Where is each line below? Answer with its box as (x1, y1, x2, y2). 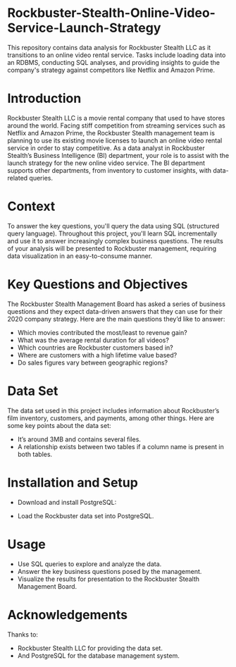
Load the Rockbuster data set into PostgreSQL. (17, 511, 154, 520)
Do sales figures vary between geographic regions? (17, 358, 168, 367)
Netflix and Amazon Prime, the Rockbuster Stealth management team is (7, 128, 215, 137)
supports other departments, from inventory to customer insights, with (7, 166, 212, 174)
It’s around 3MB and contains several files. (17, 435, 141, 443)
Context (7, 199, 56, 214)
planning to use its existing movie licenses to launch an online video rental (7, 136, 223, 145)
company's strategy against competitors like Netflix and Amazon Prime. (7, 66, 215, 74)
